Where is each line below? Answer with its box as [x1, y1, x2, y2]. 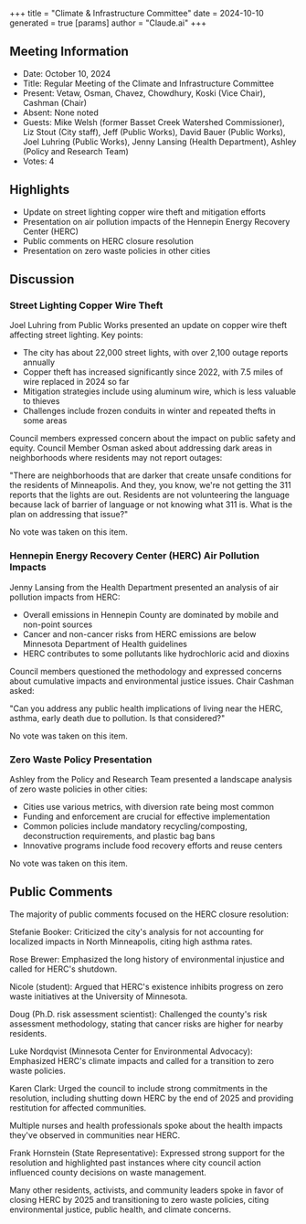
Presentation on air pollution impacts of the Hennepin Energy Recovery [22, 216, 290, 227]
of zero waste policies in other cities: [9, 783, 148, 794]
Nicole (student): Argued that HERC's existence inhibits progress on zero [9, 981, 284, 992]
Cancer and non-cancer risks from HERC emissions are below [22, 628, 257, 639]
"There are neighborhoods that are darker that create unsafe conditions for [9, 470, 292, 481]
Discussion [9, 271, 75, 287]
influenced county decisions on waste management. [9, 1166, 207, 1177]
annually [22, 357, 56, 368]
